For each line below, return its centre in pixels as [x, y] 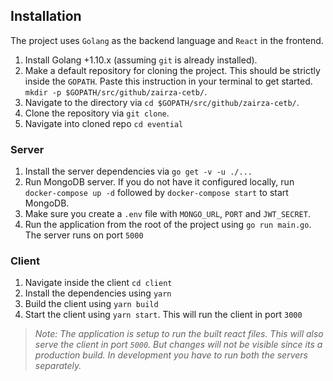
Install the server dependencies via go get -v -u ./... [138, 171]
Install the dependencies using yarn [98, 293]
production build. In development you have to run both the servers [171, 355]
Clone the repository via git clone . [97, 113]
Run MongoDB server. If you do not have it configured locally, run [159, 182]
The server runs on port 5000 [84, 235]
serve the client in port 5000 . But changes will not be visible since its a [178, 345]
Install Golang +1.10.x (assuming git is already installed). [141, 60]
